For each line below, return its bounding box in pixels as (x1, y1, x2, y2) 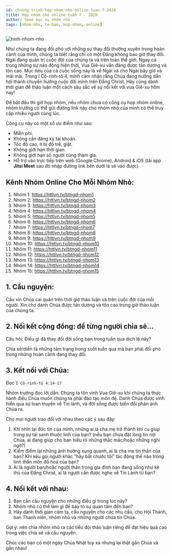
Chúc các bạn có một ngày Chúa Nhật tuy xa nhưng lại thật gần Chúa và (6, 540, 158, 546)
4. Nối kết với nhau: (6, 484, 69, 493)
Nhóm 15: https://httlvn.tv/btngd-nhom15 (13, 268, 99, 274)
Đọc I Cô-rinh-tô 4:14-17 (6, 379, 62, 386)
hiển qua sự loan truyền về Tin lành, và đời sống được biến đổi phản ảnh (6, 400, 158, 407)
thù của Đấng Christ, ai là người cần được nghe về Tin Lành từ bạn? (13, 469, 156, 475)
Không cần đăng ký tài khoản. (13, 136, 77, 142)
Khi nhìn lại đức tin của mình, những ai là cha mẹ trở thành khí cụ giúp (13, 426, 160, 432)
